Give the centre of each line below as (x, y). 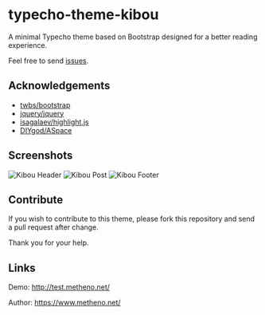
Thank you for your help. (49, 243)
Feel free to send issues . (49, 61)
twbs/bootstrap (45, 104)
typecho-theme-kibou (84, 15)
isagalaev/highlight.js (54, 122)
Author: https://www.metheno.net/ (64, 303)
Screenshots (41, 156)
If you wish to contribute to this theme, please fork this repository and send (132, 219)
